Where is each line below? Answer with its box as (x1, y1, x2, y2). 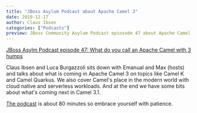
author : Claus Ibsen (6, 19, 57, 25)
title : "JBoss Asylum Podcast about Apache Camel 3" (6, 8, 138, 15)
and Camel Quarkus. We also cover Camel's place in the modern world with (6, 77, 189, 84)
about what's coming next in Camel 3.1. (6, 89, 101, 96)
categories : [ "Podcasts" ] (6, 25, 69, 31)
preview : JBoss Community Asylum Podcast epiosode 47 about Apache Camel (6, 30, 191, 36)
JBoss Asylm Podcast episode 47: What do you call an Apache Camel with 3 (6, 46, 191, 53)
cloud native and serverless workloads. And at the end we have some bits (6, 83, 185, 90)
